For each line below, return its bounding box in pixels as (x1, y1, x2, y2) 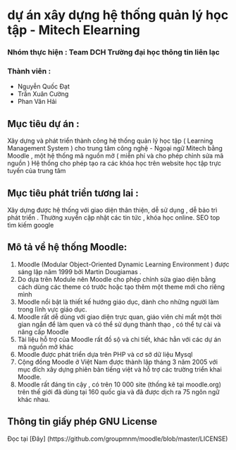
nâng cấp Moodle (17, 327, 69, 336)
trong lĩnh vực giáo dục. (17, 304, 87, 314)
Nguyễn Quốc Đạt (17, 82, 70, 91)
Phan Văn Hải (17, 97, 57, 106)
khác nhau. (17, 395, 51, 403)
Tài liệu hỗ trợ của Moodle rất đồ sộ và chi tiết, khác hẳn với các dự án (17, 335, 222, 343)
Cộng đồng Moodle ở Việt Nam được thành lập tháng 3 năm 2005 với (17, 357, 218, 366)
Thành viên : (7, 66, 51, 76)
